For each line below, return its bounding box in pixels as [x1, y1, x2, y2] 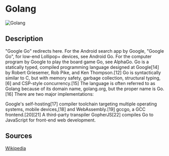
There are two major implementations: [14, 91, 94, 97]
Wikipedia [5, 145, 26, 151]
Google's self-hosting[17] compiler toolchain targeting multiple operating [5, 101, 157, 107]
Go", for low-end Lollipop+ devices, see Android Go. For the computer [5, 53, 152, 59]
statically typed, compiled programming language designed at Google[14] [5, 64, 159, 70]
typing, [146, 74, 161, 81]
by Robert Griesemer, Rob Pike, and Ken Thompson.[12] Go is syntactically [5, 69, 161, 75]
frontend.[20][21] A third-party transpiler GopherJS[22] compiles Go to [5, 111, 154, 118]
